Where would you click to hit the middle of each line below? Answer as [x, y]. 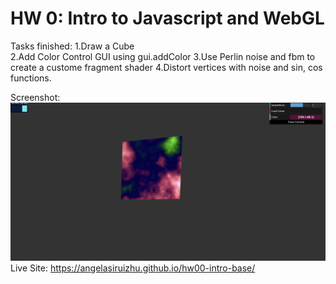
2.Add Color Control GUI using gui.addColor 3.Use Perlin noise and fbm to [163, 56]
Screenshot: [35, 97]
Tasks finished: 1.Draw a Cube [72, 46]
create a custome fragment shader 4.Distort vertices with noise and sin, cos [166, 67]
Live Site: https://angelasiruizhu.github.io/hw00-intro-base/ [133, 268]
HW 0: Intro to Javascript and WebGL [167, 18]
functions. [31, 78]
